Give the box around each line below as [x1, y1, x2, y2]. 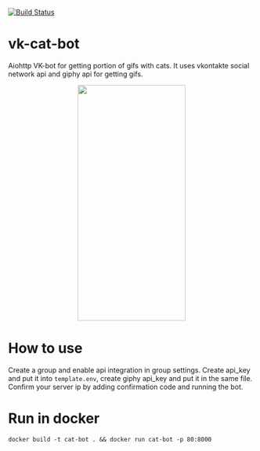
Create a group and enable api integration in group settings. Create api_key [8, 365, 251, 375]
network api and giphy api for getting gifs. [8, 69, 143, 79]
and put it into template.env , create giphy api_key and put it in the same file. [8, 373, 253, 383]
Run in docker [8, 409, 100, 427]
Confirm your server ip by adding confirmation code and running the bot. [8, 382, 244, 391]
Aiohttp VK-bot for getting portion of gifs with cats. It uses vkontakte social [8, 60, 250, 70]
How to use [8, 339, 83, 357]
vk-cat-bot [8, 35, 80, 53]
